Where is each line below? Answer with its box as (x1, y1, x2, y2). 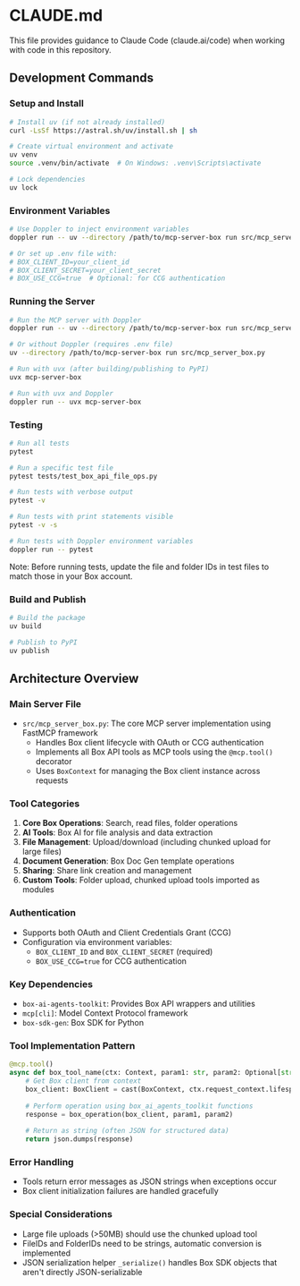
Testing (9, 418, 43, 430)
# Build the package (9, 613, 87, 622)
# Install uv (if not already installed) (9, 117, 166, 126)
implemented (21, 1248, 71, 1258)
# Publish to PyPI (9, 637, 78, 647)
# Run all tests (9, 439, 70, 447)
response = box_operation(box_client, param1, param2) (25, 1110, 234, 1119)
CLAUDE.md (9, 5, 104, 26)
